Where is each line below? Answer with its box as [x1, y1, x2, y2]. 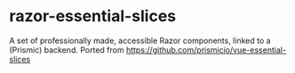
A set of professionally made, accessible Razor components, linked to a [9, 35, 271, 46]
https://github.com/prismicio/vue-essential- [125, 44, 287, 55]
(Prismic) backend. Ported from [9, 44, 124, 55]
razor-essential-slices [9, 6, 177, 26]
